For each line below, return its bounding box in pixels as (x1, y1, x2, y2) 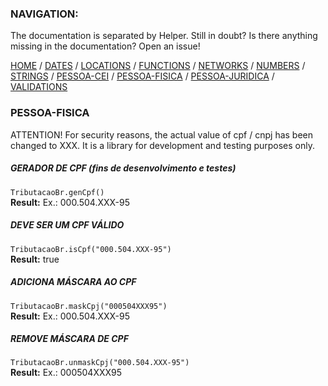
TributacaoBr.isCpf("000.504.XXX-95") (10, 244, 172, 254)
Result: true (10, 253, 60, 265)
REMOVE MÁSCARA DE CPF (10, 333, 129, 345)
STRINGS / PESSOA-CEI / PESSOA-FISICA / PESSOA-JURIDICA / (10, 70, 275, 82)
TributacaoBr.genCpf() (10, 187, 105, 197)
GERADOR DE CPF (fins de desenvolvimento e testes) (10, 162, 237, 174)
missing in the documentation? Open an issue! (10, 40, 201, 52)
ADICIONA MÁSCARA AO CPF (10, 276, 137, 288)
